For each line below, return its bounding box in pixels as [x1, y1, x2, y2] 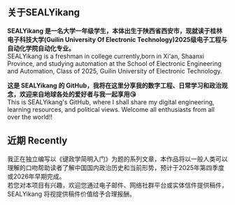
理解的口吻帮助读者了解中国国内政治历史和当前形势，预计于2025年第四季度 [7, 163, 225, 171]
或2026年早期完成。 [7, 172, 66, 181]
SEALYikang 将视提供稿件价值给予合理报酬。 [7, 190, 136, 198]
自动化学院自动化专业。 [7, 44, 75, 52]
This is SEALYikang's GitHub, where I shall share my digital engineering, [7, 97, 215, 106]
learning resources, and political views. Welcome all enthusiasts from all [7, 105, 215, 113]
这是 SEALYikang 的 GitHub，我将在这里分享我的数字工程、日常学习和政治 [7, 81, 222, 90]
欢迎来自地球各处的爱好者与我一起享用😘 [19, 90, 136, 98]
